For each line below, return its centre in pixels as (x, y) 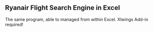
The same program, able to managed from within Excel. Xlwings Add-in (77, 19)
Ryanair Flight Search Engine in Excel (63, 8)
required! (14, 24)
